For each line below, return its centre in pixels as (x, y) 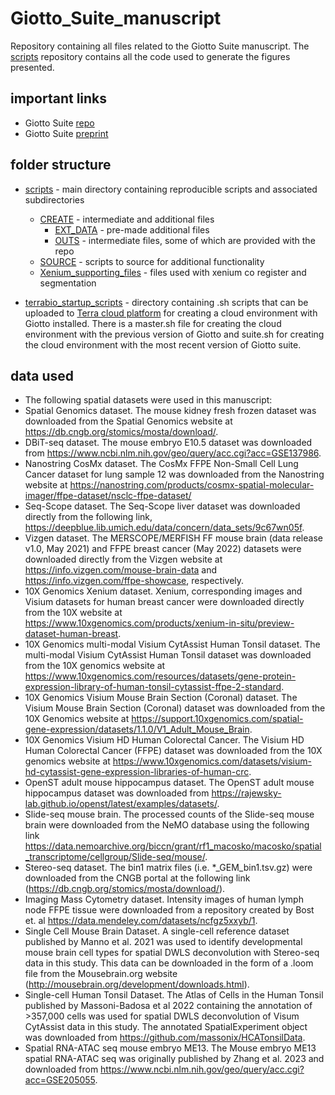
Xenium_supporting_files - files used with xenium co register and (173, 272)
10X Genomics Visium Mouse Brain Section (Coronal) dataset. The (161, 698)
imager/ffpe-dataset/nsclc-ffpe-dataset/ (108, 496)
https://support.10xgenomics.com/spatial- (217, 719)
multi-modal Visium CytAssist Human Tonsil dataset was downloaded (168, 655)
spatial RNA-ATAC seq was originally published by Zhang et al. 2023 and (174, 1059)
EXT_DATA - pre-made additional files (132, 229)
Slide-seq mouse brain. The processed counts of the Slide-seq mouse (169, 814)
